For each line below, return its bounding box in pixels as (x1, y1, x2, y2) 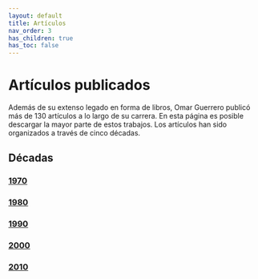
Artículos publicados (8, 76, 151, 95)
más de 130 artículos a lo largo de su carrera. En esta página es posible (8, 111, 244, 121)
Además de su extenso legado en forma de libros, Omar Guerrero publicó (8, 103, 251, 112)
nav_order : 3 (8, 26, 52, 34)
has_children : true (8, 34, 74, 42)
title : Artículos (8, 19, 67, 27)
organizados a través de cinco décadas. (8, 128, 141, 138)
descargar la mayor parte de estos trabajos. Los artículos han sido (8, 119, 227, 129)
